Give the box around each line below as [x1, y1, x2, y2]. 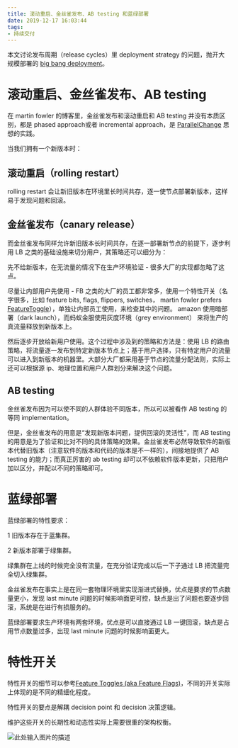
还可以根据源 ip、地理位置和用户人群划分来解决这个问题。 [7, 363, 176, 372]
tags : [7, 23, 23, 30]
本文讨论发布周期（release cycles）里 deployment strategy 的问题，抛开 [7, 50, 219, 59]
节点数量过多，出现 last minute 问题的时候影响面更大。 [13, 626, 174, 635]
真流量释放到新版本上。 [7, 322, 76, 330]
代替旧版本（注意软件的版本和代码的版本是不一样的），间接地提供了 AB [13, 446, 220, 454]
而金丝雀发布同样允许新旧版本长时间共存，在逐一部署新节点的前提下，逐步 [7, 239, 225, 247]
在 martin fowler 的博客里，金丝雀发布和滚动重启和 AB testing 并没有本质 [7, 111, 220, 120]
